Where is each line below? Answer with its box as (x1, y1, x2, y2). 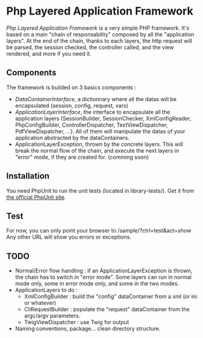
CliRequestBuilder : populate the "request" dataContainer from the (24, 306, 190, 313)
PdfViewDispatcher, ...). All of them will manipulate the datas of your (15, 127, 186, 134)
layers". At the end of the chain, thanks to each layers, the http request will (6, 37, 193, 44)
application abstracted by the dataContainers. (15, 134, 130, 141)
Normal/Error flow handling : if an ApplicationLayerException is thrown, (15, 267, 193, 274)
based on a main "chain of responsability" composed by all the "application (6, 30, 195, 38)
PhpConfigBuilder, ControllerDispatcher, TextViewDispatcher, (15, 121, 168, 128)
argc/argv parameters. (24, 312, 81, 319)
